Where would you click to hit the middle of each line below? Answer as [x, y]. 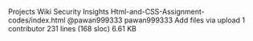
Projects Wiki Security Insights [59, 12]
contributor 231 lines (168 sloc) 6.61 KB [73, 29]
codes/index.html [37, 20]
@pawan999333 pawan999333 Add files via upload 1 [156, 20]
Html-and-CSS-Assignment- [157, 12]
